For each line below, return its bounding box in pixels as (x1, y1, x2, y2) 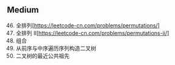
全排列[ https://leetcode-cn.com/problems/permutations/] (15, 21, 160, 29)
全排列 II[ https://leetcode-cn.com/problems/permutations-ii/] (15, 29, 170, 36)
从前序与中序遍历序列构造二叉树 (15, 44, 96, 52)
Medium (7, 5, 39, 15)
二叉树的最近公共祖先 (15, 52, 70, 60)
